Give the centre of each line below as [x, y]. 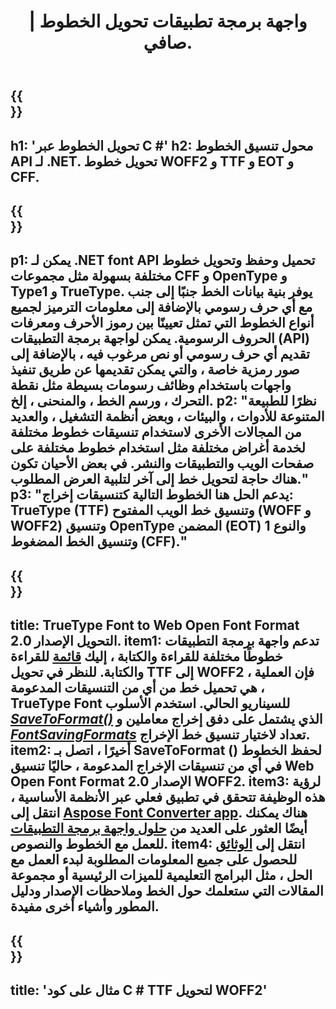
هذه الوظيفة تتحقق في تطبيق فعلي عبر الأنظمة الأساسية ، [168, 797]
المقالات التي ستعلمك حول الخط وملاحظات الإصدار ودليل [167, 891]
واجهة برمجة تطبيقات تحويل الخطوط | [168, 21]
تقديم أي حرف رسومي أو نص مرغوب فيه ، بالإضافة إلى [160, 354]
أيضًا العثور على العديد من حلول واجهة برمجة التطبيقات [159, 828]
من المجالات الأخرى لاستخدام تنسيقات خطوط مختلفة [156, 432]
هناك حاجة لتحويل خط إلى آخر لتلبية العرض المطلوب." [159, 479]
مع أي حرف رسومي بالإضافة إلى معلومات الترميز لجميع [161, 307]
